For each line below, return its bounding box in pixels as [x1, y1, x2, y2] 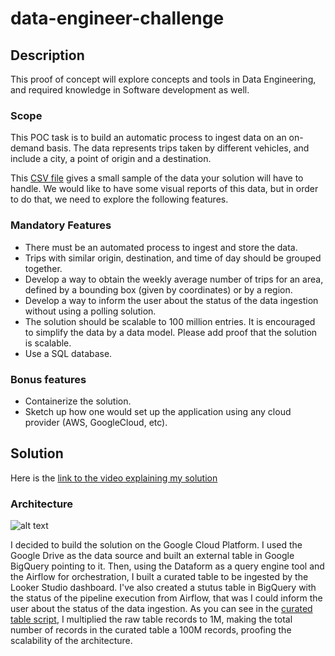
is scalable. [24, 337, 72, 349]
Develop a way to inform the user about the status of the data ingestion [24, 294, 319, 306]
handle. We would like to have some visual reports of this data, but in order [10, 183, 319, 195]
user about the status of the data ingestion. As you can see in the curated [10, 603, 313, 614]
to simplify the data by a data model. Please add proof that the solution [24, 326, 318, 338]
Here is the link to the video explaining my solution [10, 472, 218, 484]
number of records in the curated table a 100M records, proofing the [10, 624, 292, 636]
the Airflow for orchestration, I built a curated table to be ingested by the [10, 571, 309, 582]
